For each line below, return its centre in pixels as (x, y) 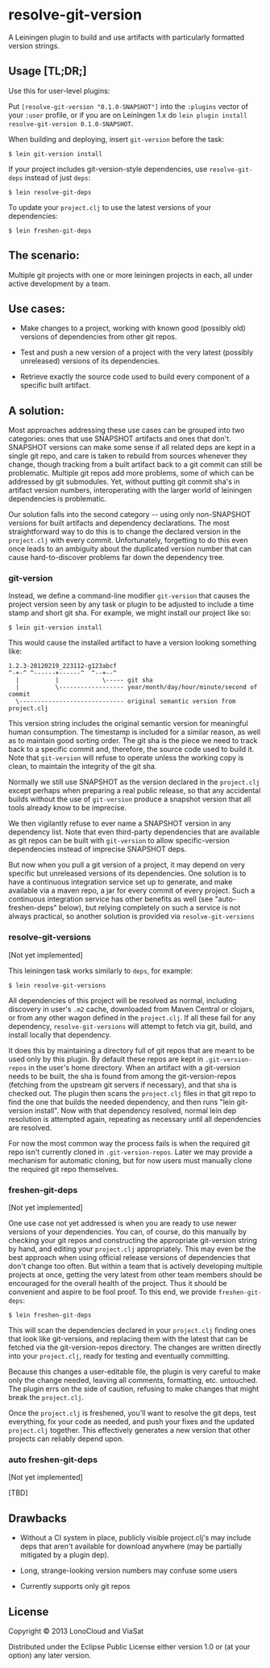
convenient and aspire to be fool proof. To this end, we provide (112, 1292)
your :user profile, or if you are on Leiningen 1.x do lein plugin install (128, 115)
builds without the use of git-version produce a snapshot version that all (130, 799)
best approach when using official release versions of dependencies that (129, 1258)
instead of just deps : (58, 177)
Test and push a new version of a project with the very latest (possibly (137, 352)
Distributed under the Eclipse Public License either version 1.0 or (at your (129, 1647)
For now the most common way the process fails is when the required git (129, 1143)
